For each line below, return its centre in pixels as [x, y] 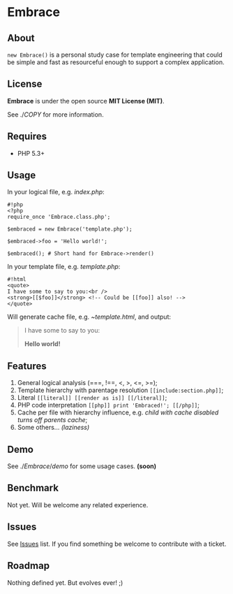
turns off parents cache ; [52, 420]
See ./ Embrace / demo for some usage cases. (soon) [82, 466]
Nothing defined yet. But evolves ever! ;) [65, 582]
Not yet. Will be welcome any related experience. [78, 505]
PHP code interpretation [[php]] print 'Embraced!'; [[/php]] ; [108, 405]
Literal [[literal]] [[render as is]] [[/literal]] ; [92, 398]
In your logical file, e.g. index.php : [56, 192]
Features [27, 366]
